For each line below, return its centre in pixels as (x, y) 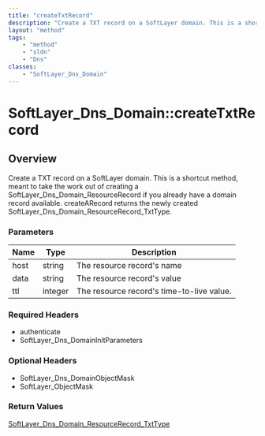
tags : (17, 37)
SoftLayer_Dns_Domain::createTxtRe (132, 113)
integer (56, 291)
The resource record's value (129, 278)
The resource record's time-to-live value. (154, 291)
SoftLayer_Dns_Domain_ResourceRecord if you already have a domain (122, 195)
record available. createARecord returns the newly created (103, 203)
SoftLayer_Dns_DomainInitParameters (81, 341)
